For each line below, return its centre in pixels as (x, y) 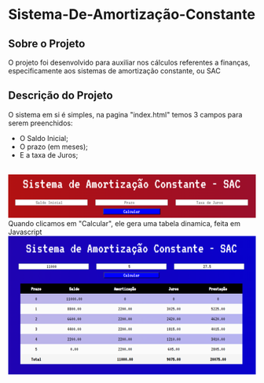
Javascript (25, 232)
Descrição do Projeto (60, 96)
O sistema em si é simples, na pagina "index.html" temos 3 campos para (125, 114)
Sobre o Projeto (47, 44)
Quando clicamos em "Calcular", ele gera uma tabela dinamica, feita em (125, 223)
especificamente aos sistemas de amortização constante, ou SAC (115, 71)
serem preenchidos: (40, 123)
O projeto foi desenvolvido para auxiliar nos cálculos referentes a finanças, (129, 62)
